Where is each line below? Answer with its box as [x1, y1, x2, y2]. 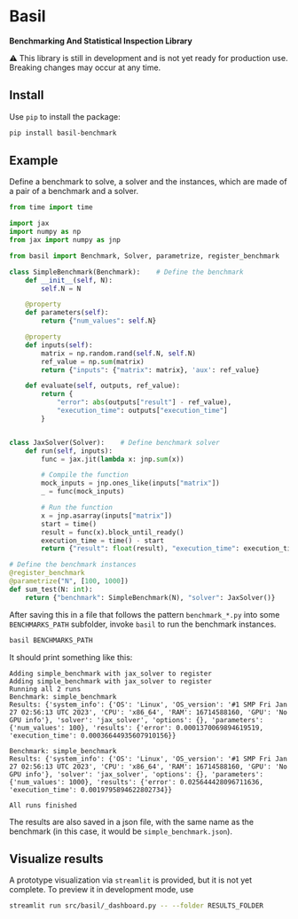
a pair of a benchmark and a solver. [9, 186, 139, 197]
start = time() [41, 519, 98, 528]
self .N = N [41, 284, 82, 293]
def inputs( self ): [25, 340, 93, 349]
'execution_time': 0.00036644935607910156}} [9, 731, 176, 740]
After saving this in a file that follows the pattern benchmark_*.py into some [9, 609, 280, 619]
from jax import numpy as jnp [9, 236, 122, 245]
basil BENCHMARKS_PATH [9, 635, 93, 644]
